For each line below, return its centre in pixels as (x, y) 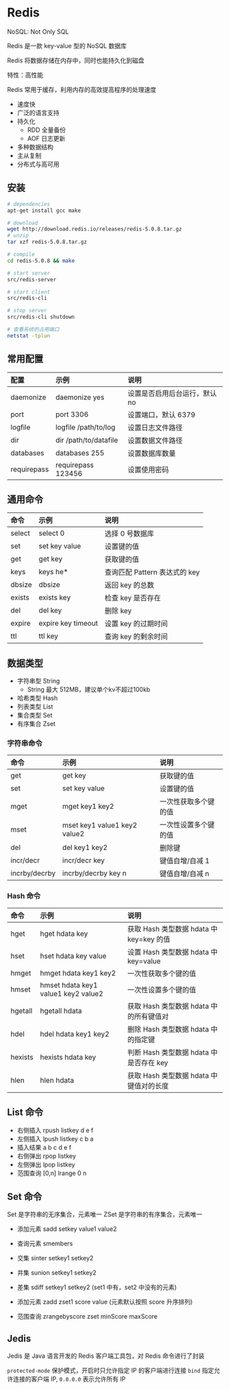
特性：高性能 (25, 75)
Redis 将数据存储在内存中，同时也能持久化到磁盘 (76, 60)
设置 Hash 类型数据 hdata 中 (172, 952)
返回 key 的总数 (130, 585)
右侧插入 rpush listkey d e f (55, 1130)
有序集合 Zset (36, 724)
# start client (29, 292)
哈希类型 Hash (37, 698)
